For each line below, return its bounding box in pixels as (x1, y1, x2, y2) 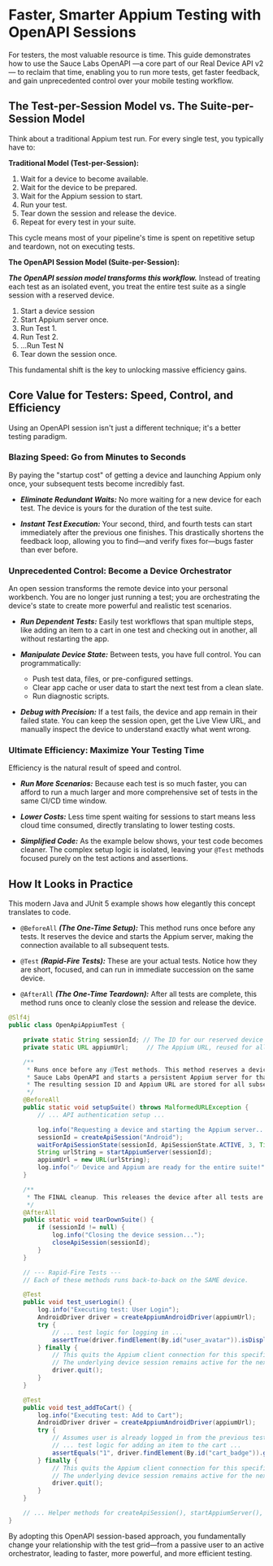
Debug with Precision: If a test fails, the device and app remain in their (19, 707, 258, 717)
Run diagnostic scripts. (32, 691, 110, 701)
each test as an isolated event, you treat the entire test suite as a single (8, 281, 246, 291)
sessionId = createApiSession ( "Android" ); (37, 1133, 184, 1142)
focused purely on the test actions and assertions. (19, 854, 188, 863)
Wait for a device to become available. (19, 173, 149, 184)
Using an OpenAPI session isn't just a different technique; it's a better (8, 423, 241, 433)
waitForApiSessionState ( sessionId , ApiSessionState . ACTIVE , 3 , (37, 1141, 256, 1149)
